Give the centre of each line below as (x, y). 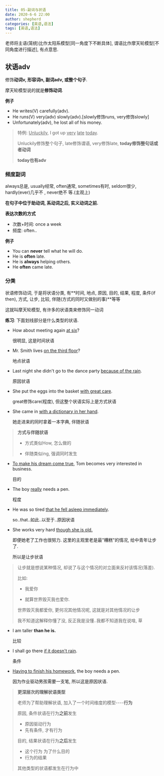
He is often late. (29, 256)
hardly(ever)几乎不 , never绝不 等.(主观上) (48, 192)
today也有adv (32, 160)
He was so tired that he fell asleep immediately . (61, 509)
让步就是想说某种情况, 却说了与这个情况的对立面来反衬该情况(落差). (86, 567)
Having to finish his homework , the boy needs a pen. (66, 671)
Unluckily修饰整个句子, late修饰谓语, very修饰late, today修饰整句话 (85, 143)
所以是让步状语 (28, 557)
